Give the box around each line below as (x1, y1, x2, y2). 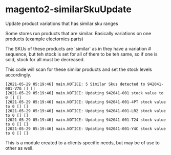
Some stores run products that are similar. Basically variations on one (5, 30, 152, 36)
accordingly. (5, 71, 32, 77)
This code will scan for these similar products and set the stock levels (5, 66, 152, 72)
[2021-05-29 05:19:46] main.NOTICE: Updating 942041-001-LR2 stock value (5, 108, 166, 113)
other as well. (5, 145, 34, 151)
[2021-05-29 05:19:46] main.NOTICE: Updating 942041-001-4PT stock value (5, 99, 166, 105)
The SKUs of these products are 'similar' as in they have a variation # (5, 45, 152, 51)
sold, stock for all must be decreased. (5, 56, 85, 62)
